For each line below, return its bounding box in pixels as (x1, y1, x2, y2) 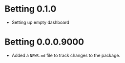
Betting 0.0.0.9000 (4, 36, 84, 47)
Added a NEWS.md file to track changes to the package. (11, 52, 121, 58)
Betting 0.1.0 (4, 3, 57, 15)
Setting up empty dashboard (11, 19, 69, 25)
